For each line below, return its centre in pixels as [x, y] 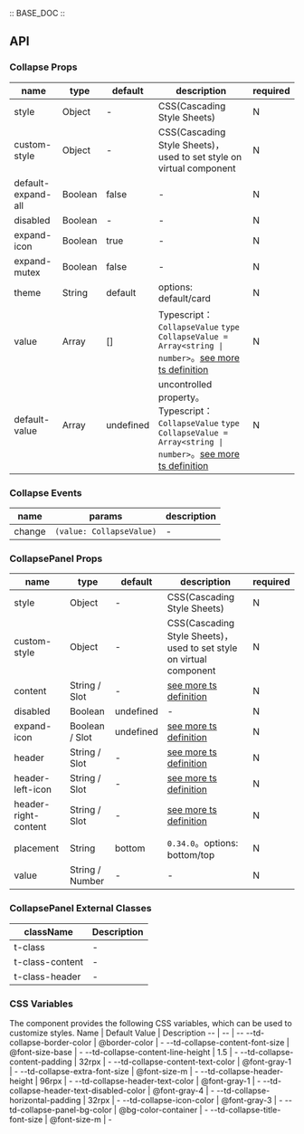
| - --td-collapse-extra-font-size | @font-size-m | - [104, 1071]
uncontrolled [185, 384]
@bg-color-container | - [164, 1110]
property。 [181, 397]
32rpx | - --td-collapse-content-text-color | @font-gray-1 [185, 1062]
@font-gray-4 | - [184, 1091]
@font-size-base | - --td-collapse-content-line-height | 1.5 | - [124, 1052]
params [106, 516]
